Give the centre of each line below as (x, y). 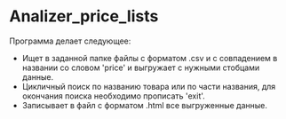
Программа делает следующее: (70, 41)
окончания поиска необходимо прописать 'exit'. (114, 96)
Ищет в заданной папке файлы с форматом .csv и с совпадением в (150, 58)
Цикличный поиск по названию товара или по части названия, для (149, 86)
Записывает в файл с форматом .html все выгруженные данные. (145, 105)
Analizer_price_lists (84, 16)
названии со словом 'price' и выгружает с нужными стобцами (141, 67)
